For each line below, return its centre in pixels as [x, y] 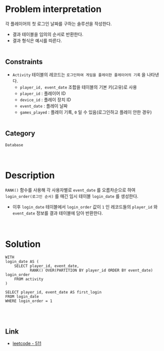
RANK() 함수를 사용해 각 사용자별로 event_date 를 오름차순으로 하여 [70, 190]
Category [20, 133]
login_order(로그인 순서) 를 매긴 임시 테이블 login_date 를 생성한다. [72, 196]
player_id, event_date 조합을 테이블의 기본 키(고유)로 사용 [78, 87]
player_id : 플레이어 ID [43, 93]
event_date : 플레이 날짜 [44, 105]
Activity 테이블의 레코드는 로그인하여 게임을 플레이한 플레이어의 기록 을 [79, 74]
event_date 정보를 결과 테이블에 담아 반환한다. [58, 213]
